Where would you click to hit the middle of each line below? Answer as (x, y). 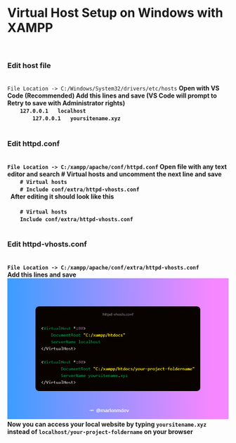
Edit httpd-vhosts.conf (47, 244)
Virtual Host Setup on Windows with (115, 13)
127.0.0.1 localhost (53, 111)
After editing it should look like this (62, 196)
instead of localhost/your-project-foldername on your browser (100, 432)
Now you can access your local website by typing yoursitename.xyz (107, 424)
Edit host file (29, 65)
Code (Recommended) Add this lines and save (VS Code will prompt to (112, 95)
